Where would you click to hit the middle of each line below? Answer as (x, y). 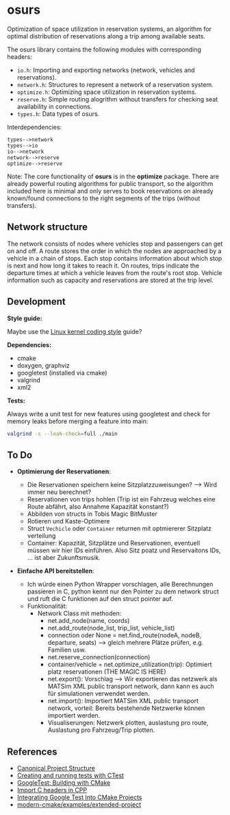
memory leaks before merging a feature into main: (78, 421)
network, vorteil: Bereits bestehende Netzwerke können (126, 708)
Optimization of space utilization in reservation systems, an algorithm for (110, 29)
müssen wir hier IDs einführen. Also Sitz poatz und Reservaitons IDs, (124, 550)
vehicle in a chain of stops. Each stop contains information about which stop (115, 258)
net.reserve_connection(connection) (99, 657)
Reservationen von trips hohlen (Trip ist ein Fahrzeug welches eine (121, 499)
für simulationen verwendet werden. (99, 694)
